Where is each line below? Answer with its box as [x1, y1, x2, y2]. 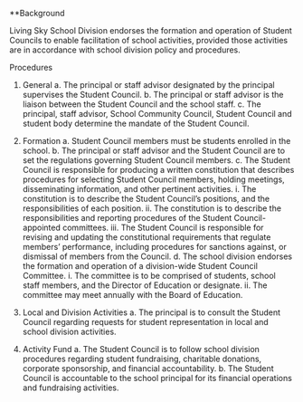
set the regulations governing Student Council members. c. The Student [22, 155, 291, 166]
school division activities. [22, 326, 117, 337]
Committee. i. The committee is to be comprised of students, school [22, 271, 276, 281]
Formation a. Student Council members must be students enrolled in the [22, 136, 291, 146]
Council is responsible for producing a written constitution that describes [22, 165, 295, 175]
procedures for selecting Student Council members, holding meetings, [22, 174, 285, 185]
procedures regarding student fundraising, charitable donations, [22, 353, 262, 364]
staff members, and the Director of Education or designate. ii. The [22, 280, 268, 291]
